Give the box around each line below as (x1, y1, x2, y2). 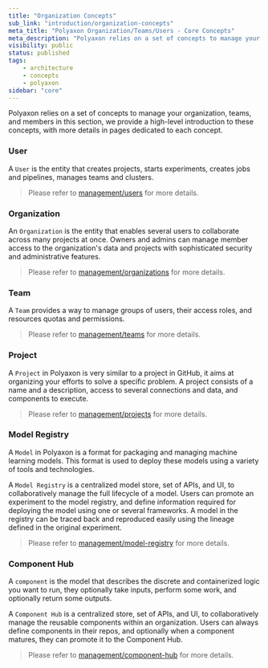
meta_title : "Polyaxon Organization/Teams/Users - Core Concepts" (8, 26, 235, 35)
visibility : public (8, 42, 74, 50)
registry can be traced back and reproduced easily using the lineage (8, 514, 235, 523)
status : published (8, 49, 70, 57)
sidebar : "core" (8, 86, 63, 95)
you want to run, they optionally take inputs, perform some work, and (8, 585, 237, 595)
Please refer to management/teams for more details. (27, 330, 201, 340)
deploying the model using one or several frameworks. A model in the (8, 505, 238, 515)
